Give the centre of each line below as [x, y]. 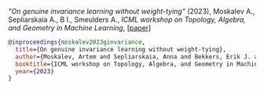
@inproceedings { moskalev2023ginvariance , [77, 42]
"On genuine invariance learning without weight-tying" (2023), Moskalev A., [132, 11]
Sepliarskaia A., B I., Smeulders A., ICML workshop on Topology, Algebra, [127, 20]
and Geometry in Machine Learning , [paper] [80, 28]
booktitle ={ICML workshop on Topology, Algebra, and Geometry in [125, 64]
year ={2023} [35, 71]
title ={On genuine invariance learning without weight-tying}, [121, 49]
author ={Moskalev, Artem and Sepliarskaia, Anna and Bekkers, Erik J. [133, 57]
